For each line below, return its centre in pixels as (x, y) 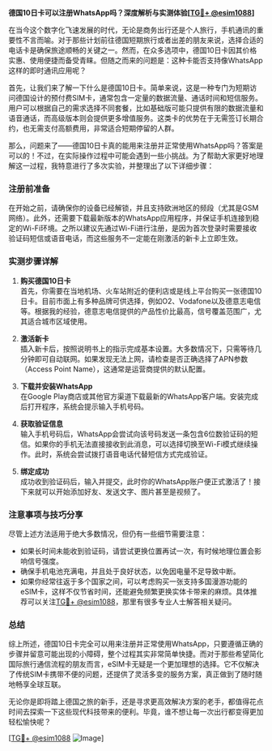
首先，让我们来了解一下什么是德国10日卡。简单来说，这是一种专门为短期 (129, 88)
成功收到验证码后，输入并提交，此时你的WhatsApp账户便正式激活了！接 (140, 481)
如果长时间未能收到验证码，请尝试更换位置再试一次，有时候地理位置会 (137, 551)
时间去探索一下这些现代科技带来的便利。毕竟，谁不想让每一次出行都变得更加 (136, 712)
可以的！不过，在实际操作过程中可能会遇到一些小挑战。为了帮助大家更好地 (132, 156)
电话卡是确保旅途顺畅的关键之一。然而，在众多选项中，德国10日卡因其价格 (133, 50)
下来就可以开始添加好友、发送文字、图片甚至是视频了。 (112, 491)
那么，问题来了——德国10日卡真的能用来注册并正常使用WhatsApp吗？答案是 (136, 146)
